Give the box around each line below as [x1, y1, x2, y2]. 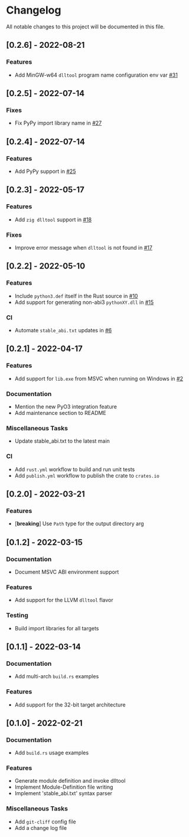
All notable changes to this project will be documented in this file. [6, 23, 165, 30]
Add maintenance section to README [14, 409, 106, 416]
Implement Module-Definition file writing [14, 783, 113, 791]
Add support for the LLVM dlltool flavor [14, 597, 113, 604]
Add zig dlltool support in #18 [14, 216, 92, 223]
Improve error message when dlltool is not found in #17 [14, 244, 152, 251]
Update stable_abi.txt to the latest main [14, 437, 110, 444]
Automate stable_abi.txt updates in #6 [14, 326, 112, 334]
